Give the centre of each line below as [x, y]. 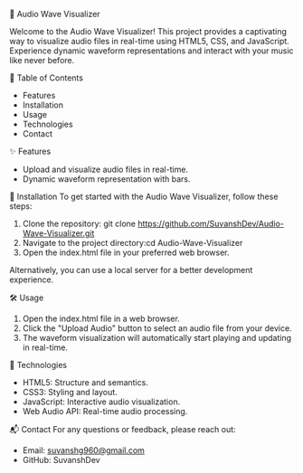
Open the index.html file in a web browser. [101, 318]
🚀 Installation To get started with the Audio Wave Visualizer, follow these [144, 196]
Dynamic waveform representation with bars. [107, 179]
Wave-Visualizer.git [58, 233]
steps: [21, 206]
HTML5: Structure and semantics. [85, 383]
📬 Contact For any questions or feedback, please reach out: [123, 429]
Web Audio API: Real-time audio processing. [105, 411]
